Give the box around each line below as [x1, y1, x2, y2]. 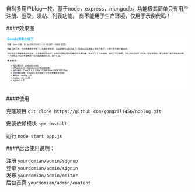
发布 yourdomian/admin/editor [6, 172, 78, 179]
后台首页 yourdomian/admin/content [6, 179, 91, 186]
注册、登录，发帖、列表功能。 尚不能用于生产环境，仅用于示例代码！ [6, 12, 171, 19]
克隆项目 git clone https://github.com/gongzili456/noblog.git [6, 107, 162, 115]
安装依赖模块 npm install [6, 120, 67, 127]
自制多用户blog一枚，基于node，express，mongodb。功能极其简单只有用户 [6, 5, 189, 12]
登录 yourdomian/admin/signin [6, 165, 78, 172]
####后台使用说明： [6, 145, 55, 152]
